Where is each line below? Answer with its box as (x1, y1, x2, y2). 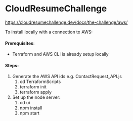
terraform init (19, 84, 47, 90)
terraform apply (19, 89, 52, 95)
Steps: (5, 62, 19, 68)
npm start (19, 110, 40, 116)
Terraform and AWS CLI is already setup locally (12, 51, 109, 57)
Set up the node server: (12, 94, 61, 100)
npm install (19, 105, 42, 111)
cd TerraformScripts (19, 79, 61, 84)
